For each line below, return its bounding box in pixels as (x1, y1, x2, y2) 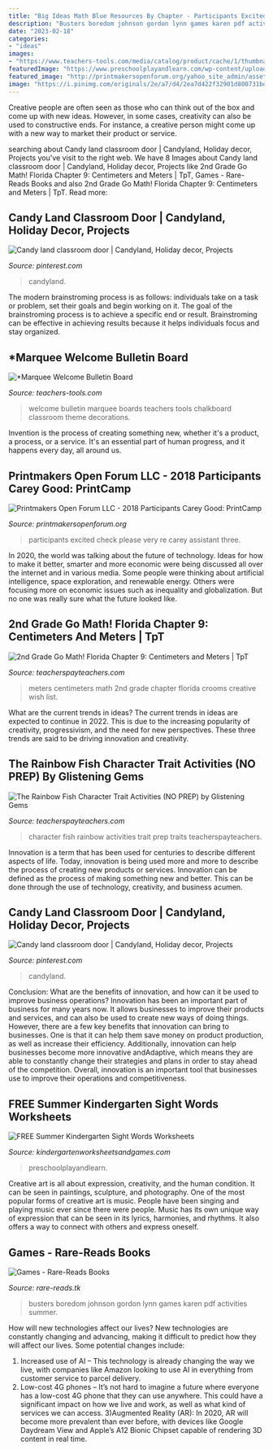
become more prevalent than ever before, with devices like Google (19, 1417, 244, 1426)
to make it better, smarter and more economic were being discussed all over (8, 559, 263, 569)
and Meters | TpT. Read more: (8, 187, 108, 197)
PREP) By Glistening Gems (8, 770, 145, 784)
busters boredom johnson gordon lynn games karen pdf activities (28, 1299, 248, 1308)
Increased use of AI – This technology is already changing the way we (19, 1356, 255, 1365)
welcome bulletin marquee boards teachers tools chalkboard (28, 404, 232, 413)
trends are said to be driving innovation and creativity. (8, 733, 189, 743)
